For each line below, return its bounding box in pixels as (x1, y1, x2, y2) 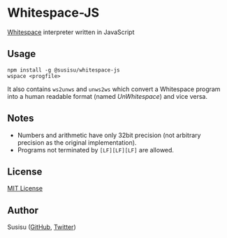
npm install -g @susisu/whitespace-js (7, 66, 120, 74)
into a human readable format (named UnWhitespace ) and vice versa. (7, 92, 208, 100)
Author (7, 204, 38, 216)
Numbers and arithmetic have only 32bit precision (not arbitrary (17, 131, 201, 139)
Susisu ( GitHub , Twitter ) (7, 223, 76, 231)
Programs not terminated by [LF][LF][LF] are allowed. (17, 145, 175, 154)
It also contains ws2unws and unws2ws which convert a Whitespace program (7, 85, 221, 93)
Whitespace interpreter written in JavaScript (7, 28, 135, 36)
